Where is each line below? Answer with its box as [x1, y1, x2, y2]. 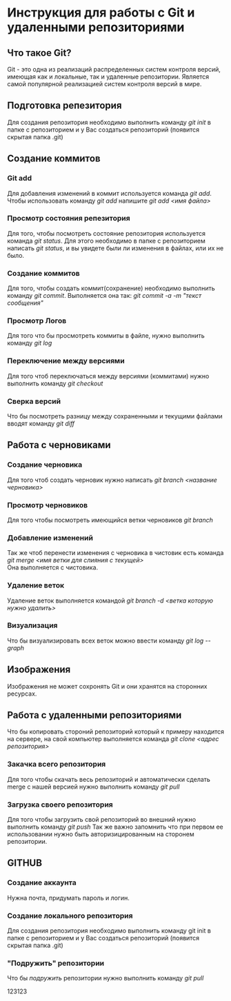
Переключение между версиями [7, 356, 125, 366]
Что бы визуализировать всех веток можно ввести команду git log [7, 636, 204, 645]
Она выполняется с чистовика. [7, 563, 99, 572]
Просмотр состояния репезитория [7, 214, 130, 223]
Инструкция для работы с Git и [7, 5, 195, 21]
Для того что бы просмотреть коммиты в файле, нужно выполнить [7, 332, 205, 340]
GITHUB [7, 857, 43, 869]
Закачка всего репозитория [7, 760, 106, 769]
